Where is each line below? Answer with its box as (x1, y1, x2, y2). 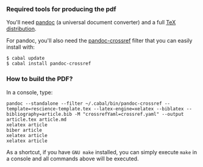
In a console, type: (6, 88, 53, 96)
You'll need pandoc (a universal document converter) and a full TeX (6, 19, 176, 26)
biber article (6, 127, 43, 133)
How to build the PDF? (6, 75, 73, 83)
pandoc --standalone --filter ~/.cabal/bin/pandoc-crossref (6, 100, 163, 107)
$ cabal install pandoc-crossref (6, 60, 91, 67)
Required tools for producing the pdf (6, 5, 117, 13)
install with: (6, 43, 35, 51)
